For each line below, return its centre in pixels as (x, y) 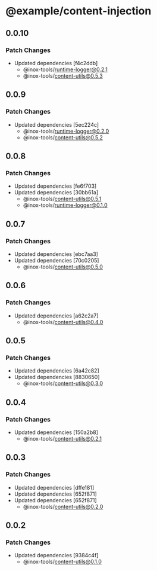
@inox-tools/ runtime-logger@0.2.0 (66, 131)
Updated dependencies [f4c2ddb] (56, 63)
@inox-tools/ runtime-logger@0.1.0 (65, 205)
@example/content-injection (78, 11)
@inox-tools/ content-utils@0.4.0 (63, 322)
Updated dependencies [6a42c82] (56, 371)
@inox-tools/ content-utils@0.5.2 (63, 137)
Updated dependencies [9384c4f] (56, 555)
